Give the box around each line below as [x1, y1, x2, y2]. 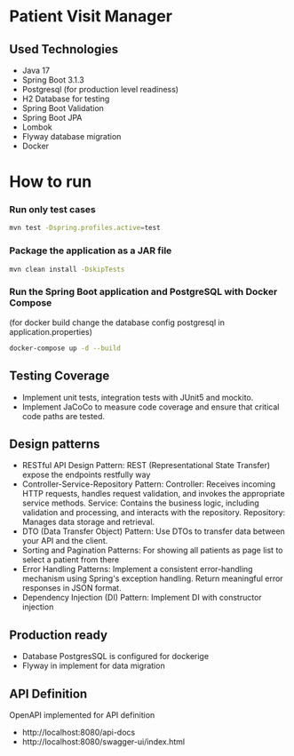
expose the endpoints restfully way [21, 469, 151, 481]
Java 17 [21, 65, 51, 76]
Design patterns [9, 436, 100, 451]
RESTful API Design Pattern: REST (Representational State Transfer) [21, 460, 271, 471]
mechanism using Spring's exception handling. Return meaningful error [21, 573, 283, 584]
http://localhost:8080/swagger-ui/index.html [21, 736, 185, 747]
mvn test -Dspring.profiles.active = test [9, 224, 162, 233]
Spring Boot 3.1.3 [21, 75, 84, 85]
